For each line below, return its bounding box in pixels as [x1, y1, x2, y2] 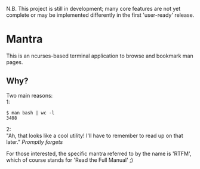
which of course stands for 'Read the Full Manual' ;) [6, 156, 133, 164]
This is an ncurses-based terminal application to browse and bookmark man [6, 52, 194, 59]
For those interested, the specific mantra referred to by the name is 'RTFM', [6, 150, 192, 157]
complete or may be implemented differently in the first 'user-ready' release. [6, 11, 195, 19]
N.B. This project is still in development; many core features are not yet [6, 5, 181, 12]
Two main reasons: [6, 92, 53, 99]
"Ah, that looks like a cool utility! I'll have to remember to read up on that [6, 132, 183, 139]
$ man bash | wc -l [6, 110, 55, 116]
